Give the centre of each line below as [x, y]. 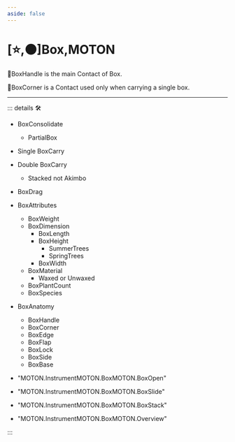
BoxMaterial [45, 270]
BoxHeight [53, 241]
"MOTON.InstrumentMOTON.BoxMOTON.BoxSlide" [91, 391]
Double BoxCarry [42, 164]
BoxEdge [41, 334]
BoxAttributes [37, 205]
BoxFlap [40, 342]
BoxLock [41, 349]
